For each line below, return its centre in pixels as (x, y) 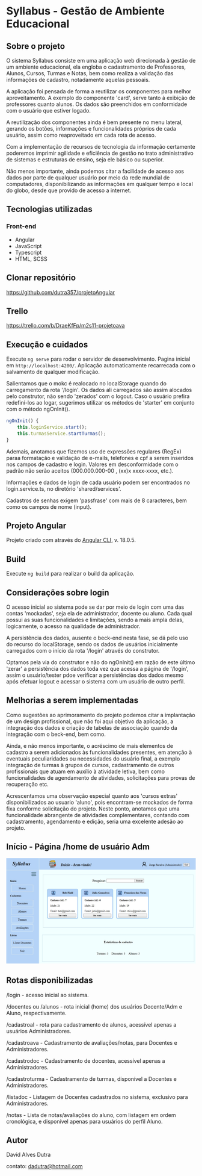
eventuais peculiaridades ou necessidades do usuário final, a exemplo (93, 758)
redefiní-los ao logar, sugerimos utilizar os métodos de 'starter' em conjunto (100, 403)
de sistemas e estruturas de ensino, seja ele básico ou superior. (85, 160)
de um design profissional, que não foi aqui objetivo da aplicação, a (90, 721)
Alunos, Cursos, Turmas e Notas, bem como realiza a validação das (90, 73)
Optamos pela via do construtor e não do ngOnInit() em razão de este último (101, 662)
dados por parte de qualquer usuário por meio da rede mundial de (88, 178)
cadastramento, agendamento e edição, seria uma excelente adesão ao (95, 821)
